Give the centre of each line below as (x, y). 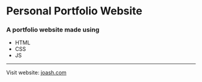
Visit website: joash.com (36, 72)
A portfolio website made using (53, 30)
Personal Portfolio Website (74, 11)
